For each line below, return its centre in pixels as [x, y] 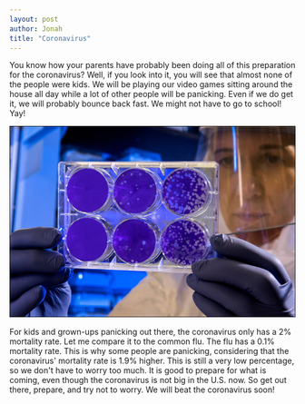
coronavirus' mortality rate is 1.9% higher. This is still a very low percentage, [152, 361]
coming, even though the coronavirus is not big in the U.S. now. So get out [148, 380]
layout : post [34, 19]
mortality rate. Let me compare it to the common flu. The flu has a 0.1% [142, 341]
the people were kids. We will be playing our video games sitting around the [151, 84]
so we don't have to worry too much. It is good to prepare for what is [138, 370]
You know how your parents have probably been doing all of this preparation [152, 65]
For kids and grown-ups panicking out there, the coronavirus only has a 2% [151, 332]
